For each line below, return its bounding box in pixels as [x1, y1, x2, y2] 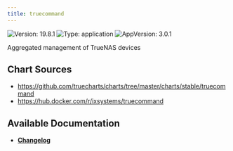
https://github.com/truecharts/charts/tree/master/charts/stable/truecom [17, 82, 226, 91]
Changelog [17, 136, 51, 145]
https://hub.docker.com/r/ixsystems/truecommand [17, 97, 164, 105]
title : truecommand [7, 10, 65, 18]
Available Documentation [7, 117, 121, 129]
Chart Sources [7, 64, 72, 76]
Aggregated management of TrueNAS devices [7, 43, 141, 51]
